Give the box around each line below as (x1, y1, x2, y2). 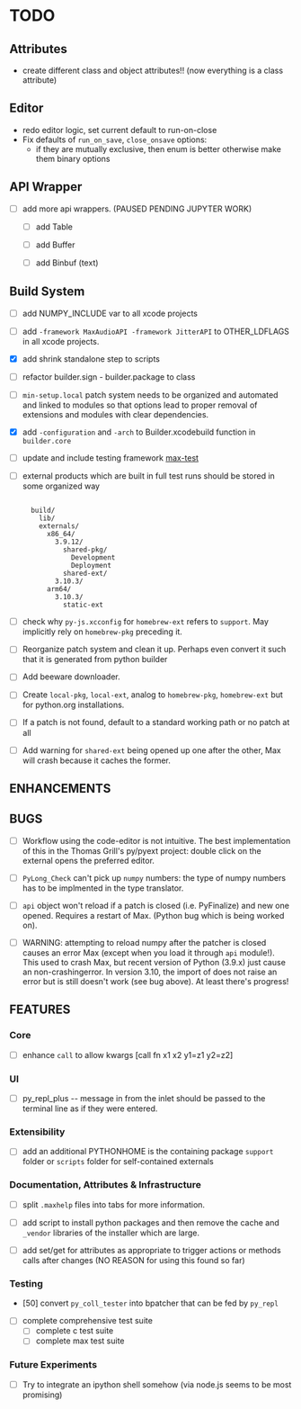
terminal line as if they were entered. (22, 1103, 158, 1114)
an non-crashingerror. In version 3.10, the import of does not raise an (22, 966, 278, 977)
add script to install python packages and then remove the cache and (22, 1216, 280, 1228)
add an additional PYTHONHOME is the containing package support (22, 1146, 274, 1157)
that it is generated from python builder (22, 654, 168, 665)
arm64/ (46, 585, 72, 594)
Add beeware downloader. (22, 671, 121, 682)
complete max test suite (35, 1335, 125, 1346)
